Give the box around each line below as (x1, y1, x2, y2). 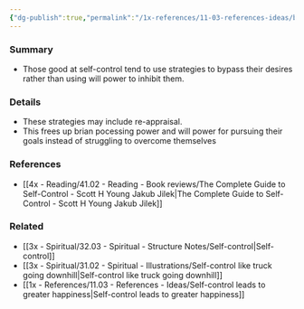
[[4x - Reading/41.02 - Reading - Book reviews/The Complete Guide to (22, 178, 286, 190)
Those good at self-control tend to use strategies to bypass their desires (22, 63, 293, 74)
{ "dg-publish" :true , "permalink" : (9, 13, 136, 23)
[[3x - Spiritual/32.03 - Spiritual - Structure (22, 240, 183, 251)
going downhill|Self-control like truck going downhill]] (22, 269, 223, 280)
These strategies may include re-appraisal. (22, 117, 183, 127)
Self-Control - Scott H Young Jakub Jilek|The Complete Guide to (22, 188, 264, 199)
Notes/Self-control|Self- (184, 240, 274, 251)
